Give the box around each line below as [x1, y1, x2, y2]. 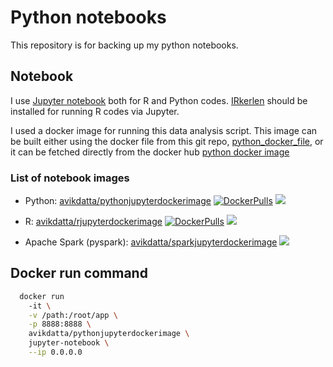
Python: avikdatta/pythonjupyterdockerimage [24, 195, 212, 207]
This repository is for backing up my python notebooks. [10, 39, 239, 51]
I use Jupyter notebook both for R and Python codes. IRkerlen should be [10, 94, 308, 106]
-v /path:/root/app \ [28, 310, 118, 320]
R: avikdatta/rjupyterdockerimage [24, 216, 163, 228]
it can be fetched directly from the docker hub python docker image [10, 146, 290, 158]
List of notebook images [10, 171, 130, 185]
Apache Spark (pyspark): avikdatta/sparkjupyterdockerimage [24, 236, 278, 248]
